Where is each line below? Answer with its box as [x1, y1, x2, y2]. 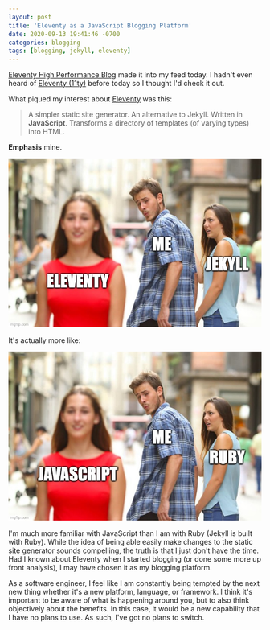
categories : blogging [8, 39, 81, 47]
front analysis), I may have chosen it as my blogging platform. [8, 563, 213, 573]
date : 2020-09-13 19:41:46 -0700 [8, 30, 121, 38]
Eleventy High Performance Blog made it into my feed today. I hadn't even [8, 70, 253, 80]
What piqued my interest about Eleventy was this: [8, 94, 173, 104]
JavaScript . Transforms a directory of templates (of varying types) [27, 118, 250, 128]
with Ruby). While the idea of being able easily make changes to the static [8, 537, 253, 547]
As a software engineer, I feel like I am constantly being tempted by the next [8, 579, 260, 588]
